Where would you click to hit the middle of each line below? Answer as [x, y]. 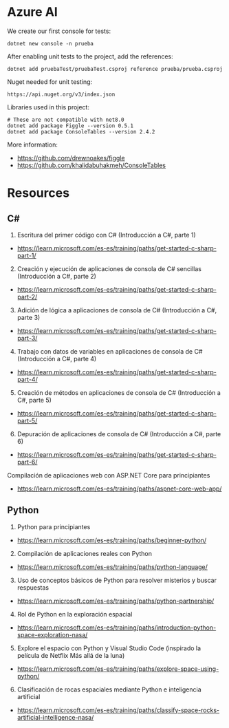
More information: [33, 144]
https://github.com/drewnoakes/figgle [71, 158]
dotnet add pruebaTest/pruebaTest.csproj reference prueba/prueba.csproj [115, 69]
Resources [39, 193]
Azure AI [33, 12]
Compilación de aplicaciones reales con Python [85, 553]
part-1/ [26, 255]
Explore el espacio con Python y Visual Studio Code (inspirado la [109, 648]
